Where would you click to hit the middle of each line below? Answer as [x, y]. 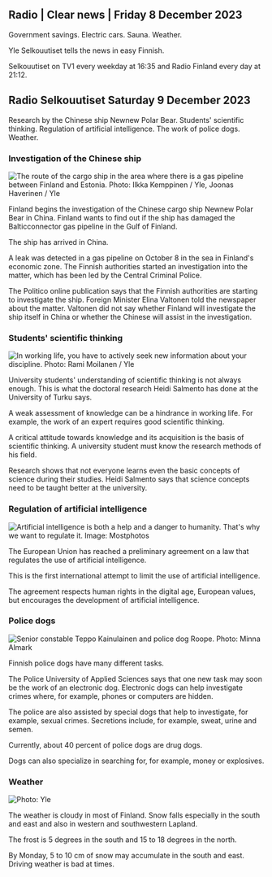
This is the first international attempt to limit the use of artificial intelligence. [134, 575]
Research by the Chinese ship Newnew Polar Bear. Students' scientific [126, 120]
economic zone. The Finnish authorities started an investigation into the [128, 266]
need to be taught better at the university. [78, 488]
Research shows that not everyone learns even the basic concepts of [124, 471]
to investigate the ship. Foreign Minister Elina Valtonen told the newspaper [132, 299]
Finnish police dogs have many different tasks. [86, 663]
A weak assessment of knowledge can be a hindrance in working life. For [131, 413]
